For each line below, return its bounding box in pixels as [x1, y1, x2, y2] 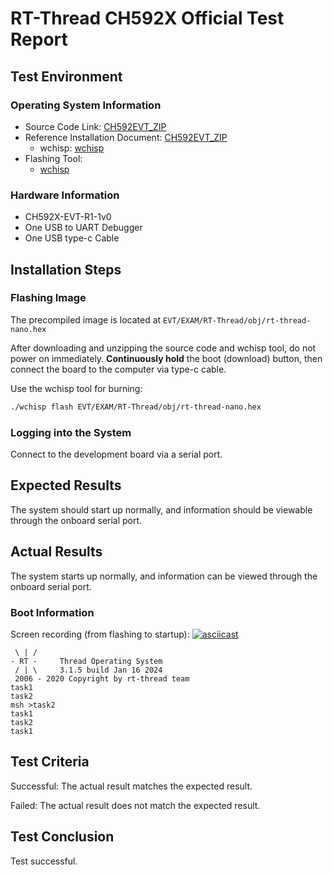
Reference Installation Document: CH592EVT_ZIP [24, 131, 228, 143]
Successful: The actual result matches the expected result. [10, 780, 253, 792]
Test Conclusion [10, 828, 115, 846]
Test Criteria [10, 753, 90, 771]
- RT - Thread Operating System [10, 656, 163, 666]
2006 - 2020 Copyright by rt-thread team [14, 673, 190, 684]
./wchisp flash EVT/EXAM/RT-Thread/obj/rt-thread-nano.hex [10, 402, 262, 412]
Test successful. [10, 855, 78, 867]
